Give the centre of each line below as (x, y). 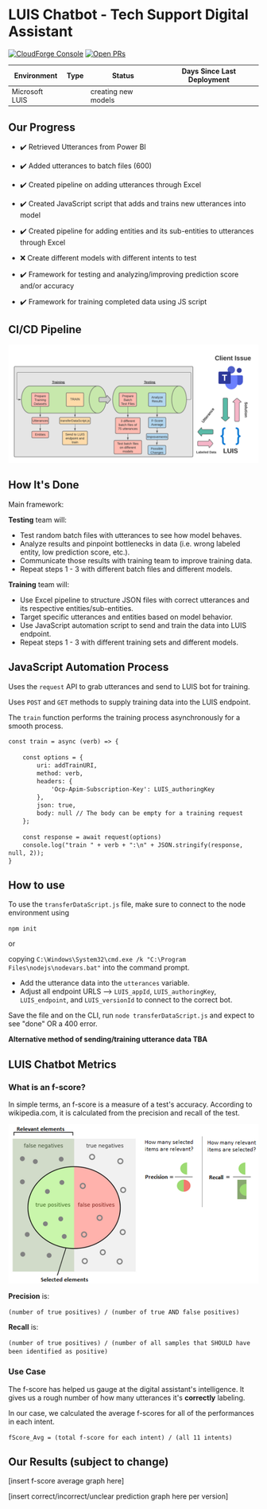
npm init (23, 929)
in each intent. (32, 1421)
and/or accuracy (47, 286)
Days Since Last (209, 71)
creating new (112, 91)
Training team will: (39, 584)
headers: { (55, 781)
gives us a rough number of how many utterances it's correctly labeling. (127, 1397)
